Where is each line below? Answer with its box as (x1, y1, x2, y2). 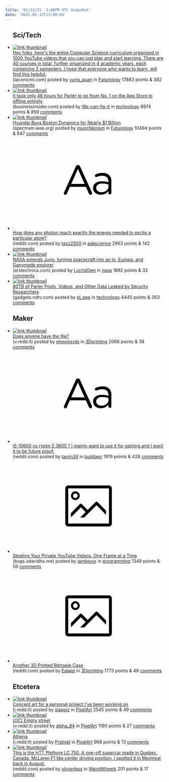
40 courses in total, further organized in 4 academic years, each (12, 60, 147, 66)
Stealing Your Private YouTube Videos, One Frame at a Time (12, 552, 137, 558)
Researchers (12, 288, 39, 294)
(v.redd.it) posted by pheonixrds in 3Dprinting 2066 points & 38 (12, 338, 145, 345)
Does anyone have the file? (12, 333, 69, 339)
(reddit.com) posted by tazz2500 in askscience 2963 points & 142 (12, 240, 150, 246)
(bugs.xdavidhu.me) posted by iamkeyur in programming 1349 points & (12, 558, 160, 564)
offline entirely (12, 98, 43, 104)
